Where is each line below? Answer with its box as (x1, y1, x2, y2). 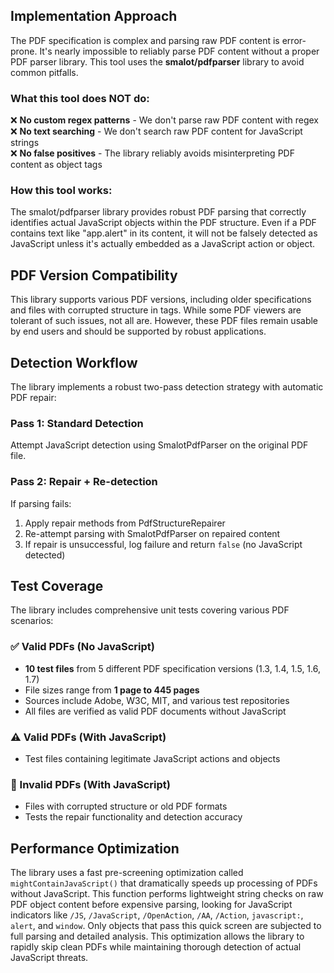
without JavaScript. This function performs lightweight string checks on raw (10, 888, 324, 900)
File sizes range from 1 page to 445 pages (24, 684, 200, 696)
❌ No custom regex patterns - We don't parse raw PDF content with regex (10, 114, 319, 126)
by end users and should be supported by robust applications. (10, 325, 267, 338)
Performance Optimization (10, 840, 180, 857)
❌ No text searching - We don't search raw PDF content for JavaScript (10, 125, 303, 138)
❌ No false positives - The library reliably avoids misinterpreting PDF (10, 147, 295, 159)
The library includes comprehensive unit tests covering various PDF (10, 604, 290, 616)
